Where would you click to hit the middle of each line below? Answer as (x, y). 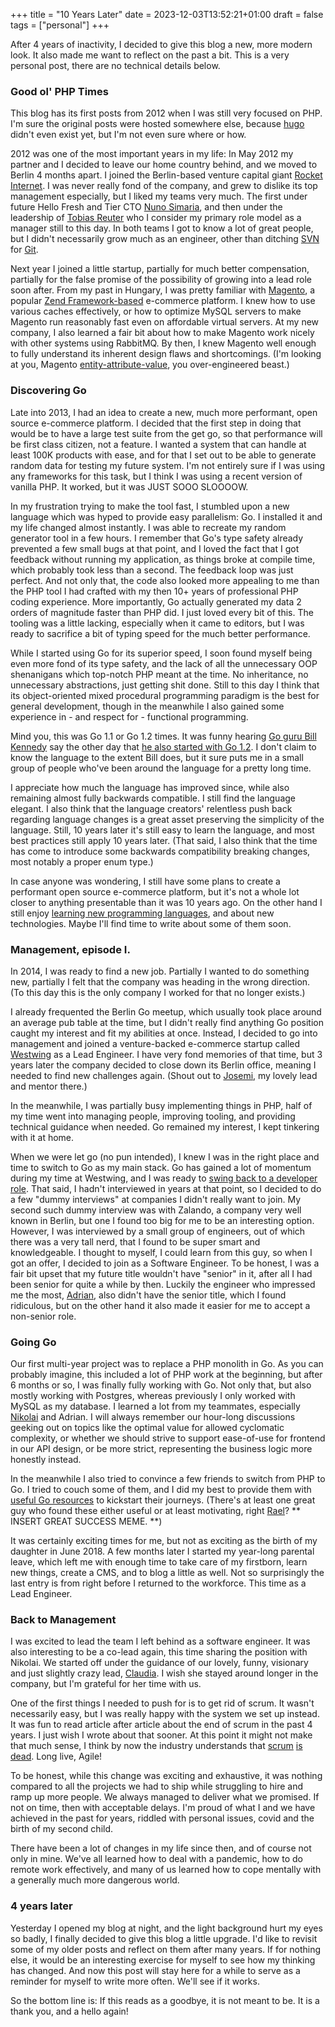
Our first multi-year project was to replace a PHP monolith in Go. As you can (167, 1364)
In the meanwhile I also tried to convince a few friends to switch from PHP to (168, 1479)
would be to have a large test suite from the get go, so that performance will (166, 433)
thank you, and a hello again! (69, 2011)
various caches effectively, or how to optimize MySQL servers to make (156, 311)
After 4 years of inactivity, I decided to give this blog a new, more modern (161, 44)
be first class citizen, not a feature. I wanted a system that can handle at (158, 444)
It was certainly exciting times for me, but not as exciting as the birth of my (164, 1541)
